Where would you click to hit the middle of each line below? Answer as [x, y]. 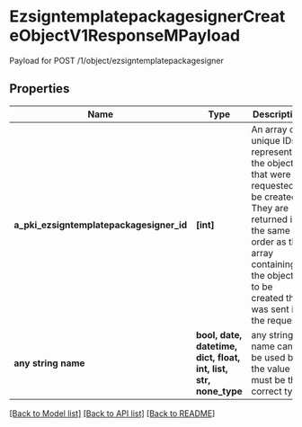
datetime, [217, 346]
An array [269, 129]
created [268, 298]
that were [271, 174]
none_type [219, 391]
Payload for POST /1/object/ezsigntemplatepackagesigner [117, 60]
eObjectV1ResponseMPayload [125, 36]
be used [268, 357]
